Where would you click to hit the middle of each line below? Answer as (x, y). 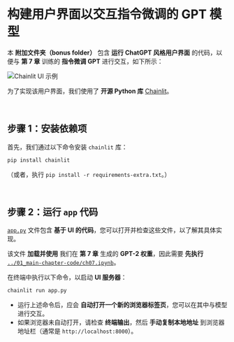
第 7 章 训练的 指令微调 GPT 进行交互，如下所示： (92, 61)
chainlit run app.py (37, 291)
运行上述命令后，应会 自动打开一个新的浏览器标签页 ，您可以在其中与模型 (122, 305)
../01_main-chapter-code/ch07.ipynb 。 (64, 262)
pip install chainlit (39, 160)
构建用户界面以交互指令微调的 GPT (107, 14)
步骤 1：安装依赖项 (47, 129)
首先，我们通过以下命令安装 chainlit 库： (67, 147)
